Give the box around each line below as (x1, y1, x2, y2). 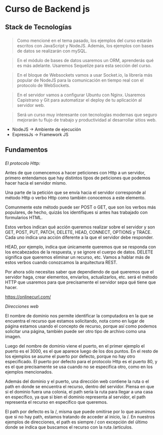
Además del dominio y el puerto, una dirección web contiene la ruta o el (5, 378, 149, 384)
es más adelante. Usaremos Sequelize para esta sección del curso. (17, 62, 152, 68)
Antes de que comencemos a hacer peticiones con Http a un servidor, (5, 169, 146, 175)
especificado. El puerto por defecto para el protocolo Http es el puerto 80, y (5, 358, 158, 364)
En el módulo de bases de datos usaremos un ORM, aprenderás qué (17, 57, 154, 63)
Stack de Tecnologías (5, 23, 72, 31)
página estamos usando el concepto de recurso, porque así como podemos (5, 323, 157, 329)
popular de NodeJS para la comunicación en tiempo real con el (17, 77, 144, 83)
